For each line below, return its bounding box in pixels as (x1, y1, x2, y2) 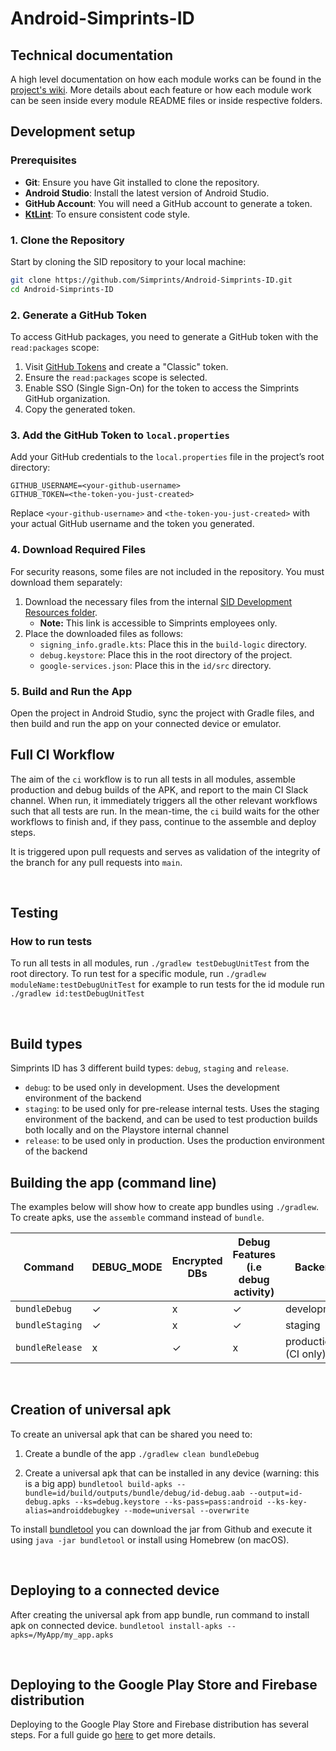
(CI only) (284, 1347, 327, 1361)
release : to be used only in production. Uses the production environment (24, 1135, 325, 1147)
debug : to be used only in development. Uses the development (24, 1082, 280, 1094)
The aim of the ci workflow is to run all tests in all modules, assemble (10, 773, 296, 785)
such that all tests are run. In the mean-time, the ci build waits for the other (10, 805, 320, 817)
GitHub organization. (24, 393, 111, 405)
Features (232, 1248, 276, 1262)
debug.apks (24, 1497, 71, 1507)
